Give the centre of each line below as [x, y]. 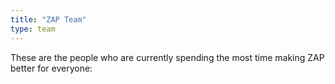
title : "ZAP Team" [48, 19]
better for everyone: [51, 68]
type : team [33, 29]
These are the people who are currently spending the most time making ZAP [167, 57]
